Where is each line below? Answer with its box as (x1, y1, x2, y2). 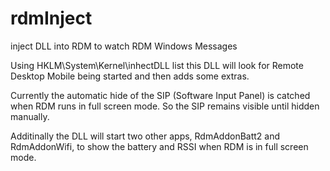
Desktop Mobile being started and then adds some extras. (10, 70, 250, 82)
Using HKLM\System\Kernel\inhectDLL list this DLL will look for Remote (10, 59, 304, 71)
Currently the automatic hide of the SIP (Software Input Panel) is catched (10, 89, 311, 101)
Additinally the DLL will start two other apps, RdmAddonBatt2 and (10, 130, 281, 142)
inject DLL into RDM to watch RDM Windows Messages (10, 40, 238, 52)
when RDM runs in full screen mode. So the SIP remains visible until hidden (10, 100, 320, 112)
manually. (10, 110, 50, 122)
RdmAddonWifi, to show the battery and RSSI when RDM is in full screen (10, 140, 309, 152)
